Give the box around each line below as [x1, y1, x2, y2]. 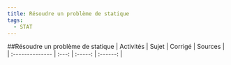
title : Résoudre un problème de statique [7, 10, 130, 17]
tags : [7, 17, 23, 24]
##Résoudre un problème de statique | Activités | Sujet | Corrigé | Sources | [7, 43, 225, 51]
